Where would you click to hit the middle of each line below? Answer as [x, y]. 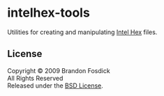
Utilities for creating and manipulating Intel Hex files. [82, 32]
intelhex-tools [49, 13]
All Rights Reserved [35, 78]
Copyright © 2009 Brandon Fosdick [59, 70]
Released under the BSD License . [55, 86]
